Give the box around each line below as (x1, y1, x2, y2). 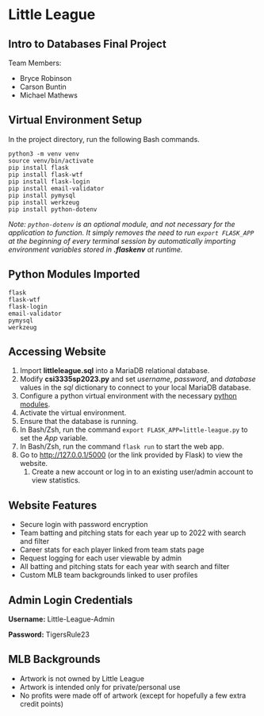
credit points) (19, 699, 64, 708)
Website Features (8, 499, 98, 512)
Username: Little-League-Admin (8, 614, 115, 624)
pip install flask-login (8, 177, 90, 186)
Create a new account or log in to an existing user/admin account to (31, 467, 254, 477)
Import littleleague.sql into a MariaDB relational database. (19, 366, 210, 375)
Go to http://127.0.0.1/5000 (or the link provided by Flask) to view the (19, 450, 243, 460)
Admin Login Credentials (8, 593, 133, 606)
